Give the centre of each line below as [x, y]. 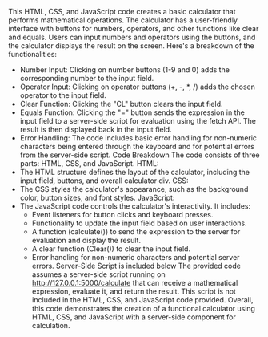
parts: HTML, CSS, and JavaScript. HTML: [89, 163]
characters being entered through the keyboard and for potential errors [137, 146]
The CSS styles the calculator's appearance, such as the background [134, 189]
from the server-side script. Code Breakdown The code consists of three [140, 155]
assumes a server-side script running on [98, 274]
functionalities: [33, 54]
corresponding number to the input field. [87, 78]
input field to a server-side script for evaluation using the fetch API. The [138, 121]
